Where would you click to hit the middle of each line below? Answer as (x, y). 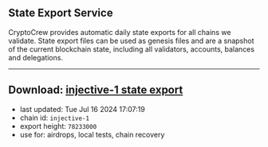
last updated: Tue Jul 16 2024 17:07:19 (82, 109)
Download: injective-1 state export (96, 90)
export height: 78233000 (58, 126)
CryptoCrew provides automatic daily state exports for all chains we (120, 32)
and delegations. (36, 57)
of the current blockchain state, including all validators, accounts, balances (132, 49)
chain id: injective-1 (55, 118)
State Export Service (61, 13)
